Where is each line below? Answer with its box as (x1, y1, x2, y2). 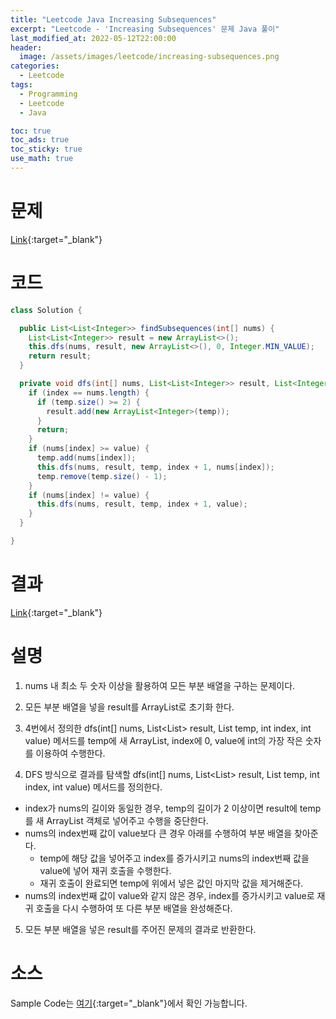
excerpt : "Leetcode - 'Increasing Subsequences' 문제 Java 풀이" (10, 24, 280, 34)
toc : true (10, 126, 52, 136)
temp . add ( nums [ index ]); (36, 453, 137, 463)
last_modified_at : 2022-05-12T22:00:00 (10, 33, 177, 43)
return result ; (28, 351, 92, 361)
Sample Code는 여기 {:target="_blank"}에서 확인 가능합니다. (10, 997, 248, 1009)
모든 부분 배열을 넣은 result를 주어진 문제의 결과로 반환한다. (24, 923, 257, 935)
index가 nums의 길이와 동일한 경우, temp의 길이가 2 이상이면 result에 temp (24, 802, 322, 814)
